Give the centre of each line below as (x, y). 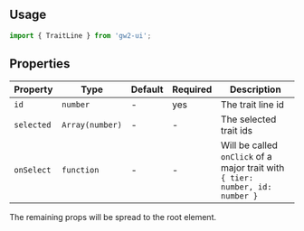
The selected (248, 119)
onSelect (33, 170)
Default (147, 89)
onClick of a (247, 156)
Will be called (249, 145)
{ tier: (237, 178)
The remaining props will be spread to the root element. (113, 217)
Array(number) (92, 125)
